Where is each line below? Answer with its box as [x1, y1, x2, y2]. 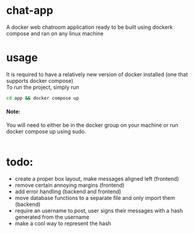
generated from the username [14, 213, 89, 220]
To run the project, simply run [6, 83, 79, 91]
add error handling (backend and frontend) [14, 187, 121, 195]
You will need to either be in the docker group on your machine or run [6, 121, 178, 129]
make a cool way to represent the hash [14, 220, 112, 227]
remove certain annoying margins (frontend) [14, 181, 125, 189]
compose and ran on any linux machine [6, 29, 104, 37]
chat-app [6, 4, 53, 17]
